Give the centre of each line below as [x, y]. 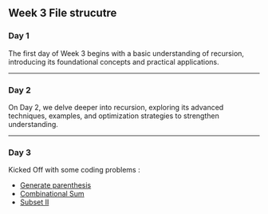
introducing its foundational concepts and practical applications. [114, 61]
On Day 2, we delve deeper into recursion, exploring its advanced [116, 107]
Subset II [34, 202]
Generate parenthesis [55, 185]
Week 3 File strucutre [63, 13]
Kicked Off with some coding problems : [75, 170]
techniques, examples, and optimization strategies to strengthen [114, 116]
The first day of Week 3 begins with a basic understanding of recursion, [126, 53]
